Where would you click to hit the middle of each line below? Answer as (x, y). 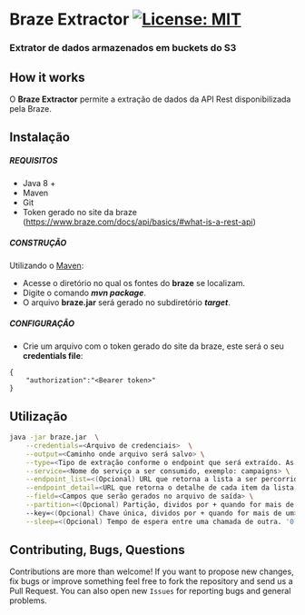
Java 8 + (39, 184)
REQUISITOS (34, 160)
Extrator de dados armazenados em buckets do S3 (123, 48)
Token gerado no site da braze (80, 213)
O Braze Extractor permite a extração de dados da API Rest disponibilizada (150, 99)
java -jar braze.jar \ (54, 437)
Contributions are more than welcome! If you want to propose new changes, (152, 571)
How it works (47, 77)
